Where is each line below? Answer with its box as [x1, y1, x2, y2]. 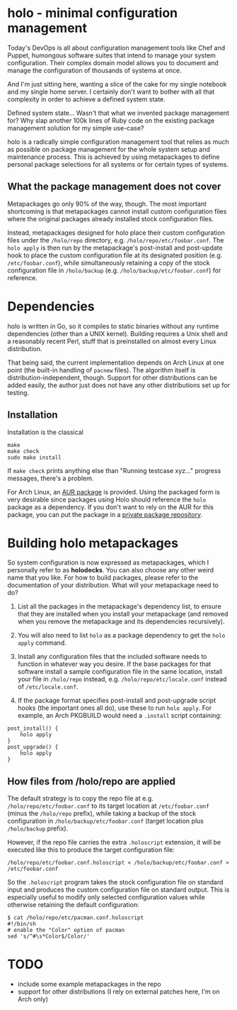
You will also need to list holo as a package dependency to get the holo [17, 631, 226, 640]
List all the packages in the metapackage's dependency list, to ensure [17, 602, 221, 611]
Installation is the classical [7, 428, 83, 436]
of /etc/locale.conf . [17, 682, 79, 691]
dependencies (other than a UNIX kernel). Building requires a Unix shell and [7, 329, 228, 338]
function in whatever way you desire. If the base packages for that [17, 660, 212, 668]
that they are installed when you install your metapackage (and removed [17, 610, 229, 618]
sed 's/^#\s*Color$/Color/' [7, 933, 91, 940]
